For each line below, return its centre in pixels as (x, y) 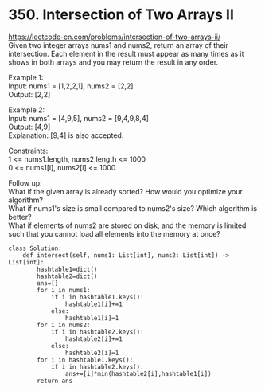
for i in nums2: (64, 325)
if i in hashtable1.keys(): (97, 297)
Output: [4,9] (29, 127)
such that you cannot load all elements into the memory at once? (114, 233)
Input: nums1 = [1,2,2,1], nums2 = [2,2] (71, 86)
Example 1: (26, 77)
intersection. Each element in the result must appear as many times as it (126, 53)
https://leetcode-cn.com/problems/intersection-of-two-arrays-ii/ (115, 37)
